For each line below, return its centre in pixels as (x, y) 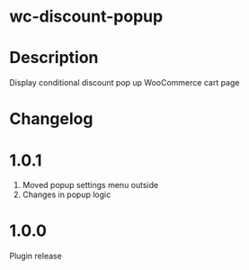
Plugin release (36, 256)
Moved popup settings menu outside (90, 185)
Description (54, 58)
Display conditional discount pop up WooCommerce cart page (124, 83)
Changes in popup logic (67, 194)
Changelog (51, 119)
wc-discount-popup (86, 17)
